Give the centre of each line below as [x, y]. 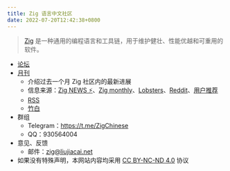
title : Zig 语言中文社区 [40, 13]
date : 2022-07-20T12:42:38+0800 [54, 20]
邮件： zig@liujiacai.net [60, 151]
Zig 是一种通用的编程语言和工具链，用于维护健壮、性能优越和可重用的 [124, 40]
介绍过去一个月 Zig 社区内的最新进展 [79, 81]
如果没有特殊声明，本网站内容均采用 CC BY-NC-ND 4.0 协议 [103, 160]
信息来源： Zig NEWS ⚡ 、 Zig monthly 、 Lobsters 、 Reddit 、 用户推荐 [123, 90]
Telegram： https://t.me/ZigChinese [78, 125]
